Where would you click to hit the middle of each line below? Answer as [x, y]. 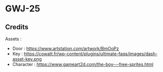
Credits [17, 27]
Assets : [13, 39]
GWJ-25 [23, 9]
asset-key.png [27, 59]
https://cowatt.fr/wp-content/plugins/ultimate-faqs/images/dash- [91, 54]
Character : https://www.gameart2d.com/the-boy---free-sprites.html [83, 64]
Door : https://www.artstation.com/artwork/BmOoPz [66, 48]
